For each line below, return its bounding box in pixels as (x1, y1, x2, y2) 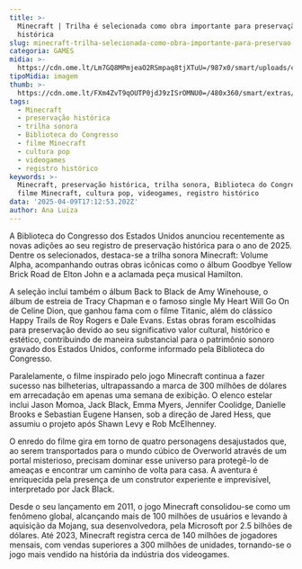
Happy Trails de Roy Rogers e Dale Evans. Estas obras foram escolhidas (9, 314, 277, 325)
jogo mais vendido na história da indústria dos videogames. (9, 548, 230, 559)
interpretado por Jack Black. (9, 483, 115, 494)
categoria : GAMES (9, 47, 75, 56)
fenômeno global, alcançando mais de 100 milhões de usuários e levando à (9, 510, 288, 521)
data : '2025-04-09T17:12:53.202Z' (9, 197, 139, 207)
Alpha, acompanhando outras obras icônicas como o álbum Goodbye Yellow (9, 258, 292, 270)
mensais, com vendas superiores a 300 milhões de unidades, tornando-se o (9, 539, 292, 550)
